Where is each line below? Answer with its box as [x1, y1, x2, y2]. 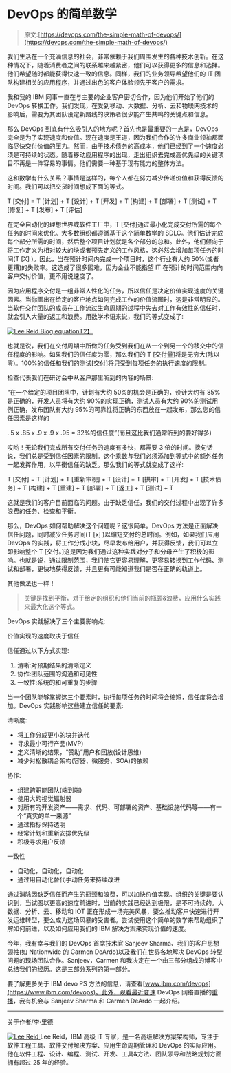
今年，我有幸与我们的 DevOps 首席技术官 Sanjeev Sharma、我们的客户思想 [7, 939, 220, 947]
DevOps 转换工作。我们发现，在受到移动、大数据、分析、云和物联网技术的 [7, 101, 219, 110]
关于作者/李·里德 [7, 1017, 54, 1026]
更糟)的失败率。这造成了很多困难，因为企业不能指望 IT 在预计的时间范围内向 [7, 263, 223, 271]
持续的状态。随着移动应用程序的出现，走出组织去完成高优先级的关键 [25, 150, 218, 158]
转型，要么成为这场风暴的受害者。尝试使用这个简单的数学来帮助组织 [25, 915, 218, 924]
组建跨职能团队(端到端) [16, 786, 82, 794]
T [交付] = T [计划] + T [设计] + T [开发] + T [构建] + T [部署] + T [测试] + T [7, 197, 217, 205]
